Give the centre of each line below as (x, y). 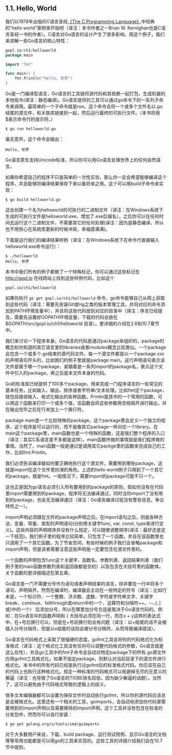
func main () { (20, 74)
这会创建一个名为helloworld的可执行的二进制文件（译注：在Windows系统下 (84, 210)
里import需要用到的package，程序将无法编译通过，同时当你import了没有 (82, 494)
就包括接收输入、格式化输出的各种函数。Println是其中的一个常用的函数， (82, 397)
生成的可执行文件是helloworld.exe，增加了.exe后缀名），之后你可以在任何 (82, 216)
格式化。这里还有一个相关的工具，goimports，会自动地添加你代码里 (90, 702)
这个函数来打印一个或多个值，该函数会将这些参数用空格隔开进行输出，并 (90, 403)
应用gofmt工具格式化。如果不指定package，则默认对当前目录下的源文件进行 (86, 659)
